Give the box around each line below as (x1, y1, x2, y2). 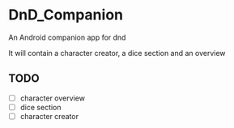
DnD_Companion (8, 6, 124, 24)
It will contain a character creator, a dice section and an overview (8, 48, 226, 58)
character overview (19, 93, 85, 103)
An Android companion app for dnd (8, 32, 126, 42)
